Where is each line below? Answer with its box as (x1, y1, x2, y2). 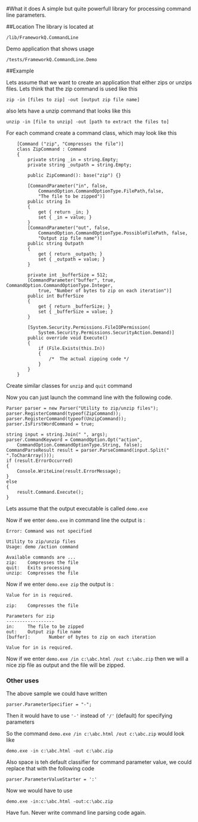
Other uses (6, 676, 39, 685)
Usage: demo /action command (6, 544, 79, 550)
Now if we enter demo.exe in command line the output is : (6, 516, 146, 524)
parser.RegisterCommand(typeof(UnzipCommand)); (6, 416, 127, 422)
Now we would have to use (6, 787, 73, 794)
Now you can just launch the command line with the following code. (6, 394, 173, 401)
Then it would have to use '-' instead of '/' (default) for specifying (6, 712, 173, 720)
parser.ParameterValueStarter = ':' (6, 776, 97, 782)
